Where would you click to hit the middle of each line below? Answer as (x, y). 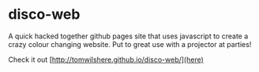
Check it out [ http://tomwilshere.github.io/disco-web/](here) (106, 59)
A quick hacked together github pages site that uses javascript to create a (128, 36)
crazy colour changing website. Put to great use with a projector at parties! (130, 44)
